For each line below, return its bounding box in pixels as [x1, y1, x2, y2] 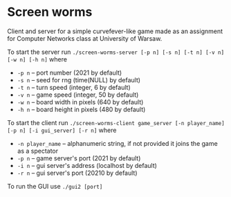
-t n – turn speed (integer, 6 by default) [17, 83, 131, 91]
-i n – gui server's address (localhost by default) [17, 161, 158, 169]
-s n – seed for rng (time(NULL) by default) [17, 75, 140, 84]
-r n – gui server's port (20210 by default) [17, 169, 138, 177]
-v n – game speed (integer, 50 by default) [17, 91, 139, 99]
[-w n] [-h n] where [7, 55, 68, 63]
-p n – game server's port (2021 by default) [17, 153, 141, 162]
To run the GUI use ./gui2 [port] [7, 182, 103, 190]
